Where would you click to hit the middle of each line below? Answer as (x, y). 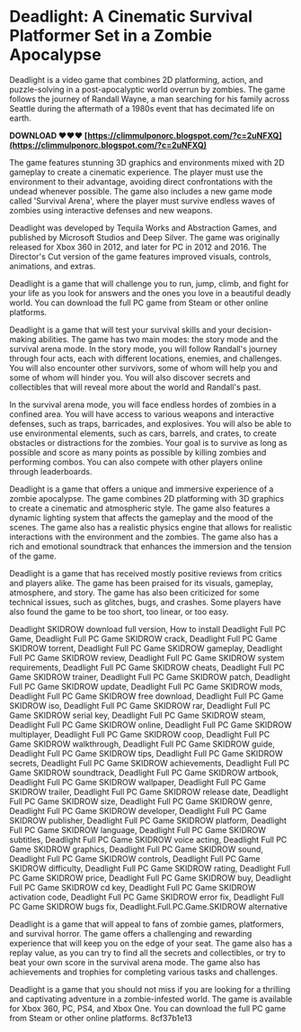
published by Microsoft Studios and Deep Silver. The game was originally (145, 237)
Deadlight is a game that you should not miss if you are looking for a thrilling (150, 989)
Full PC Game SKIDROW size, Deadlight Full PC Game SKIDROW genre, (141, 801)
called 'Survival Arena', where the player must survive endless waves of (142, 201)
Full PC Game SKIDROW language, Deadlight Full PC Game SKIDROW (138, 829)
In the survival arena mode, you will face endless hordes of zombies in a (143, 404)
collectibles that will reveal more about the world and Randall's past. (135, 387)
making (23, 339)
